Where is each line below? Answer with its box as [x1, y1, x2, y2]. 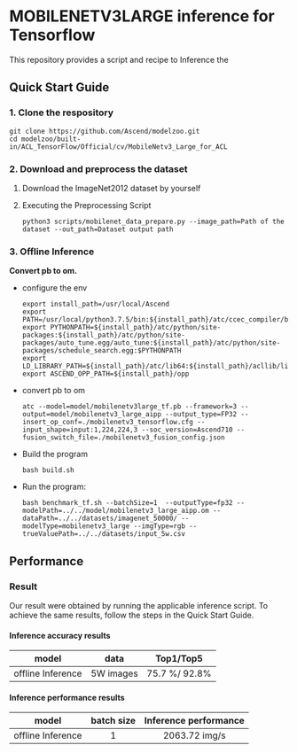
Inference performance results [9, 692, 125, 703]
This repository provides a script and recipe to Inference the [9, 54, 229, 65]
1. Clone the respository [9, 106, 113, 119]
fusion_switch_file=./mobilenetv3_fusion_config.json [21, 433, 225, 442]
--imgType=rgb [133, 522, 186, 531]
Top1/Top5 [154, 653, 204, 665]
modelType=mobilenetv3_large [21, 522, 130, 531]
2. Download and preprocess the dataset [9, 162, 188, 175]
